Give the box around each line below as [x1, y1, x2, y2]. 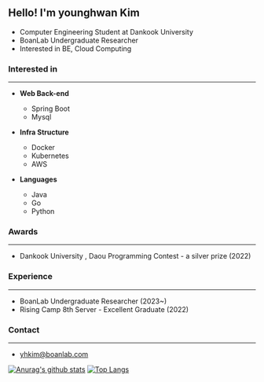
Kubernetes [31, 151, 69, 160]
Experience [8, 271, 53, 282]
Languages [19, 174, 57, 184]
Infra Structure [19, 127, 69, 137]
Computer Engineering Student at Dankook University [19, 27, 194, 36]
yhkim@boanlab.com [19, 350, 89, 358]
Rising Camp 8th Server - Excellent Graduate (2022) [19, 304, 189, 314]
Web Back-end [19, 89, 69, 98]
